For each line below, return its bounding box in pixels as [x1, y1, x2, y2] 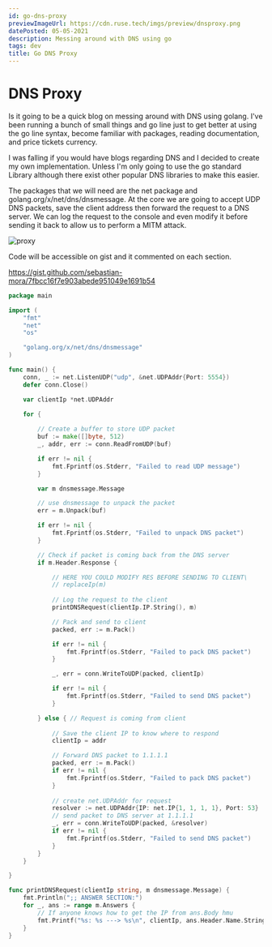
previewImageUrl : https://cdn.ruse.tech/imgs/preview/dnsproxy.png [8, 19, 241, 28]
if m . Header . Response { [37, 559, 117, 567]
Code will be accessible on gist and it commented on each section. [8, 251, 232, 261]
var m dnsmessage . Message [37, 484, 125, 493]
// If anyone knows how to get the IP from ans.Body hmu [37, 909, 233, 917]
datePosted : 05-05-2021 [8, 27, 89, 35]
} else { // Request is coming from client [37, 714, 186, 722]
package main [8, 291, 53, 300]
